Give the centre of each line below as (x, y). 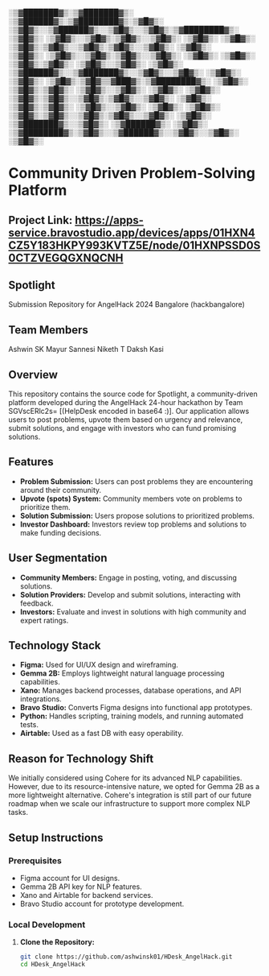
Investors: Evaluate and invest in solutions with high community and (133, 611)
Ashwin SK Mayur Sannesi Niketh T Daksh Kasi (86, 349)
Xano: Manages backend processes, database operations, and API (130, 691)
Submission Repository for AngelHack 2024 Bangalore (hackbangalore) (126, 304)
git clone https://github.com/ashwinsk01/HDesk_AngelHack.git (126, 957)
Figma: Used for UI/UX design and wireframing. (99, 665)
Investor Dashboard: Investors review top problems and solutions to (133, 524)
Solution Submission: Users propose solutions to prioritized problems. (137, 515)
